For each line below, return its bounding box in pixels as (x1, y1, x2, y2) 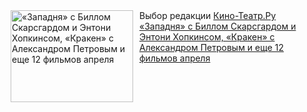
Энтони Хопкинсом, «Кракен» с (139, 31, 275, 43)
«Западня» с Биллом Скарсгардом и (139, 20, 297, 32)
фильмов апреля (139, 52, 211, 64)
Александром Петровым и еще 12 (139, 42, 285, 53)
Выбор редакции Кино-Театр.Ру (139, 10, 277, 21)
